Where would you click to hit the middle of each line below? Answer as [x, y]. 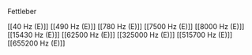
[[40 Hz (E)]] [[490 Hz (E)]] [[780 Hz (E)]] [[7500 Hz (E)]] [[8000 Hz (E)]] [126, 26]
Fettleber [22, 11]
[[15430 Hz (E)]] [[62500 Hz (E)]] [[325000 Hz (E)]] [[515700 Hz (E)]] [120, 35]
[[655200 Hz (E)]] [36, 43]
